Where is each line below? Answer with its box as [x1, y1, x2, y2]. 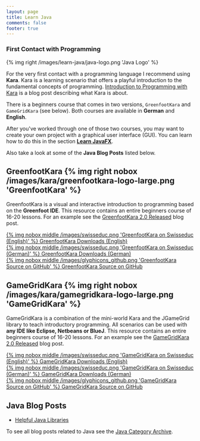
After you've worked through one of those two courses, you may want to [6, 125, 185, 132]
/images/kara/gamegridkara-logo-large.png [6, 290, 174, 300]
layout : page [6, 8, 39, 15]
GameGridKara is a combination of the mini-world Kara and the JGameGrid [6, 315, 190, 322]
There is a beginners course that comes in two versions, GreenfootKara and [6, 101, 191, 108]
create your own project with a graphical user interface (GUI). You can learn [6, 131, 192, 138]
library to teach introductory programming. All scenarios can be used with [6, 321, 187, 328]
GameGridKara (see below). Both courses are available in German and [6, 107, 175, 114]
